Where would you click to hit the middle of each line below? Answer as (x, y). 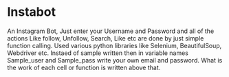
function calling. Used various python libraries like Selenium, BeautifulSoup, (115, 45)
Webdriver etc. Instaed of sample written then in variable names (98, 53)
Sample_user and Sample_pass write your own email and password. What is (115, 60)
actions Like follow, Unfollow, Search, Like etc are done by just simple (106, 38)
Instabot (32, 12)
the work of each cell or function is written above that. (84, 67)
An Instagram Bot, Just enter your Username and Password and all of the (111, 31)
